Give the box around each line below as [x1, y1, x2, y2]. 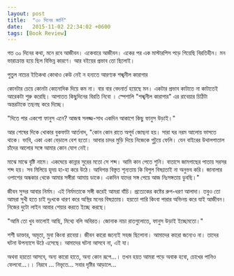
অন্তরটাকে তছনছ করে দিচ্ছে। [7, 100, 66, 109]
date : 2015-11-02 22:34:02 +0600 [7, 23, 111, 30]
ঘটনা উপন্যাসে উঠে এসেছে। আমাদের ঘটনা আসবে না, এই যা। [7, 238, 131, 247]
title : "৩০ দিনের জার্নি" [7, 17, 67, 24]
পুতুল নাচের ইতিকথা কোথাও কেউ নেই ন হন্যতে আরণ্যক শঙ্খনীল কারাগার [7, 70, 148, 79]
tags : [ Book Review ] [7, 29, 68, 37]
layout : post [7, 10, 45, 17]
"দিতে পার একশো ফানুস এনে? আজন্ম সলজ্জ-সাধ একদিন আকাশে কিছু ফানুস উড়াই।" [7, 114, 176, 123]
